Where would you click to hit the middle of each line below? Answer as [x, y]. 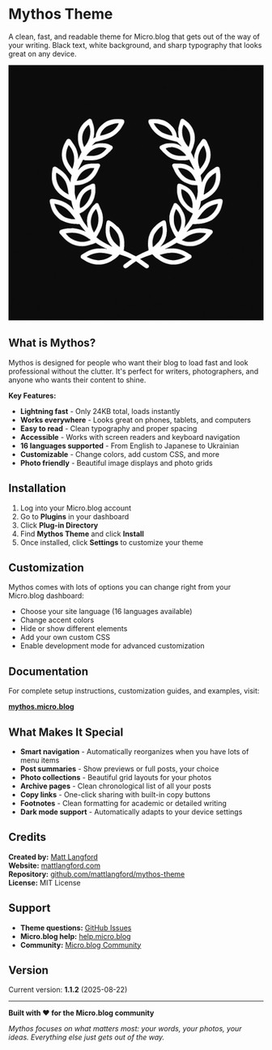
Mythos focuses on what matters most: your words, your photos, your [125, 1029]
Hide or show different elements [74, 629]
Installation [37, 488]
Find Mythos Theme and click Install [82, 534]
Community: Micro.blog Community [81, 945]
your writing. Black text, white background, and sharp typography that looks [135, 45]
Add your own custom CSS [65, 638]
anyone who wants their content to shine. [77, 380]
